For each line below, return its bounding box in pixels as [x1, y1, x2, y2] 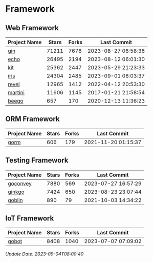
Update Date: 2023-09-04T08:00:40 [5, 251, 84, 257]
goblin [8, 196, 23, 204]
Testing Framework [5, 156, 69, 165]
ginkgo [8, 188, 25, 195]
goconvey [8, 180, 32, 187]
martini [8, 89, 25, 96]
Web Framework [5, 24, 59, 32]
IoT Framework [5, 214, 54, 223]
